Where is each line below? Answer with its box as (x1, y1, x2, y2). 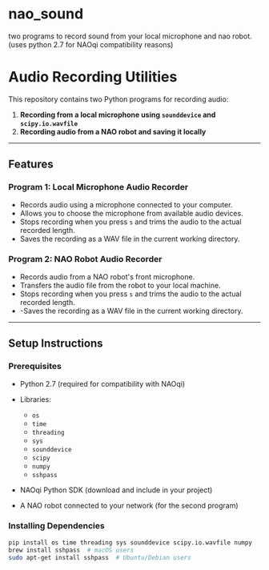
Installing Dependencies (8, 520, 106, 532)
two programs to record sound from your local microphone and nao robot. (8, 31, 252, 41)
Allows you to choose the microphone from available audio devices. (19, 208, 243, 218)
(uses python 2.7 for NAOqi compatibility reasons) (8, 39, 174, 49)
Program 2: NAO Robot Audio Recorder (8, 254, 163, 265)
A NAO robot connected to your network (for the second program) (19, 500, 239, 510)
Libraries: (19, 394, 52, 404)
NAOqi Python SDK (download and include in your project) (19, 485, 213, 495)
